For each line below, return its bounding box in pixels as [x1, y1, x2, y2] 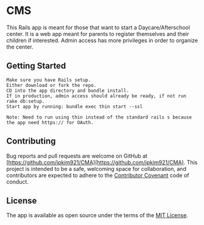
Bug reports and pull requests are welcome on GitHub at [6, 152, 148, 159]
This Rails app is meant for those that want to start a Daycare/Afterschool [6, 24, 191, 31]
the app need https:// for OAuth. [6, 119, 94, 125]
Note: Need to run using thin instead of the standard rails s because [6, 114, 192, 120]
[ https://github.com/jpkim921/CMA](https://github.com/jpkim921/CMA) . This [6, 159, 198, 166]
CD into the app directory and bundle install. [6, 88, 130, 94]
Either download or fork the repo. [6, 82, 97, 88]
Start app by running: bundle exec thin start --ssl [6, 103, 143, 109]
